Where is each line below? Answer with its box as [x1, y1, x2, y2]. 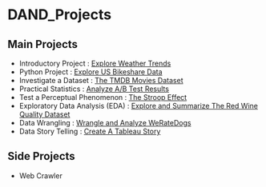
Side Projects [7, 149, 75, 163]
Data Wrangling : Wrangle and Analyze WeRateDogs [18, 118, 191, 127]
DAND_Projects [7, 6, 112, 24]
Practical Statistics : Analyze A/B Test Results [18, 84, 170, 93]
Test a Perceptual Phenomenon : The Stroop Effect [18, 93, 187, 101]
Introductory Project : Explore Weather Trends [18, 58, 171, 68]
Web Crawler [18, 170, 63, 181]
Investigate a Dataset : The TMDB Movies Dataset [18, 76, 183, 85]
